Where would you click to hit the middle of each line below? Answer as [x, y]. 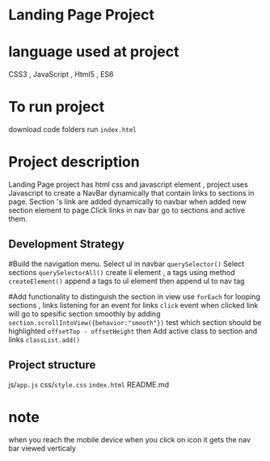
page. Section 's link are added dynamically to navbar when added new [127, 201]
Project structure [52, 365]
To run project [57, 107]
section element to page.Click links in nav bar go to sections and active [127, 210]
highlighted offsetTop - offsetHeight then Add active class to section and [133, 331]
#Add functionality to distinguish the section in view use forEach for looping [134, 296]
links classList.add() [44, 339]
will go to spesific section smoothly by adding [84, 314]
